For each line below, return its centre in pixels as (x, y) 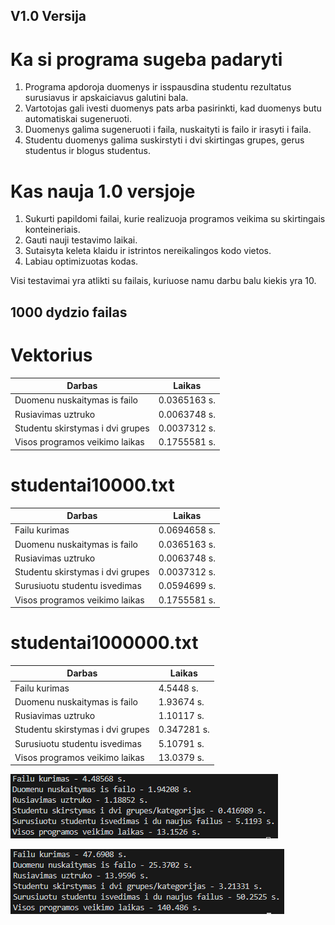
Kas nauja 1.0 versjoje (103, 191)
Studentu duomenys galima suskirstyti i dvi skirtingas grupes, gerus (164, 140)
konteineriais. (52, 230)
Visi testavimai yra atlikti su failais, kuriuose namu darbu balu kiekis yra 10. (163, 281)
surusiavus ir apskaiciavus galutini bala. (106, 98)
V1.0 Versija (48, 16)
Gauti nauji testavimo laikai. (81, 240)
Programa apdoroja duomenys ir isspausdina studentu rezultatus (158, 87)
